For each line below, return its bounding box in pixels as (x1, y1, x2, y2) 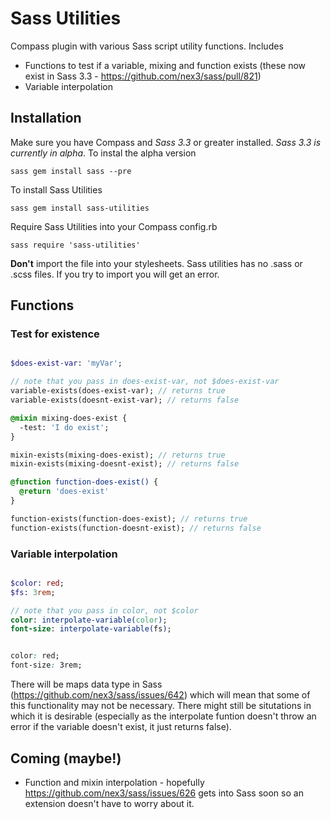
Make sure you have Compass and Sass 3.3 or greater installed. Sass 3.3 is (10, 136, 322, 148)
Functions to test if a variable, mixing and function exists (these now (24, 59, 307, 71)
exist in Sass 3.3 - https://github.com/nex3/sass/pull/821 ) (24, 70, 262, 82)
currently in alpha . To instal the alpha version (10, 147, 197, 159)
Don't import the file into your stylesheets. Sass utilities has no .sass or (10, 257, 303, 269)
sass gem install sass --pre (10, 166, 132, 176)
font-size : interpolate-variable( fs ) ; (10, 624, 172, 634)
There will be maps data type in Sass (10, 678, 163, 691)
